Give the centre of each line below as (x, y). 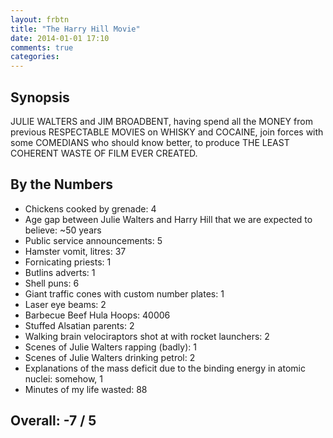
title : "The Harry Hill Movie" (75, 29)
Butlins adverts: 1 (60, 272)
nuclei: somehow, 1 (63, 378)
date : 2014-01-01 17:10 (60, 38)
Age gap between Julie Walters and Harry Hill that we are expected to (168, 219)
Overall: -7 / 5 (53, 421)
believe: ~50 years (63, 230)
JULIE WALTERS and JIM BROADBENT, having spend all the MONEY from (161, 121)
